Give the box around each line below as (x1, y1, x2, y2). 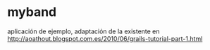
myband (7, 4, 57, 20)
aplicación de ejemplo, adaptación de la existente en (7, 27, 160, 35)
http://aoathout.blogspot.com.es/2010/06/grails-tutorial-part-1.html (7, 34, 203, 42)
